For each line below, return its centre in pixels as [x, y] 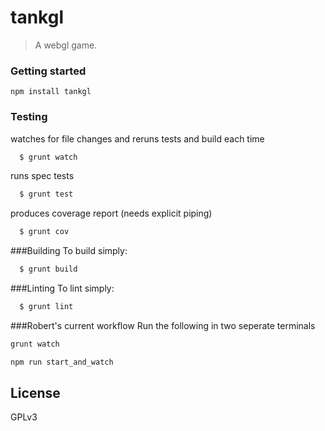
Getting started [48, 71]
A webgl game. [66, 45]
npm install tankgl [51, 92]
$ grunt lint [46, 307]
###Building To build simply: [69, 251]
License [35, 393]
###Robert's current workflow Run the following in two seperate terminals [163, 325]
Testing [29, 117]
